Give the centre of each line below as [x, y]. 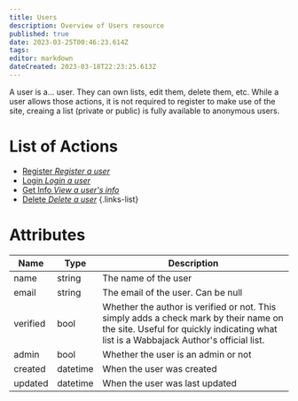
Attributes [47, 235]
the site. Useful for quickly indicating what [189, 328]
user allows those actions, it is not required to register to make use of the [142, 101]
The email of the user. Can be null [172, 292]
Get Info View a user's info [71, 189]
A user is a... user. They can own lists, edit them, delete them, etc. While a [144, 92]
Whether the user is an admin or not [176, 354]
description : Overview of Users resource [87, 26]
